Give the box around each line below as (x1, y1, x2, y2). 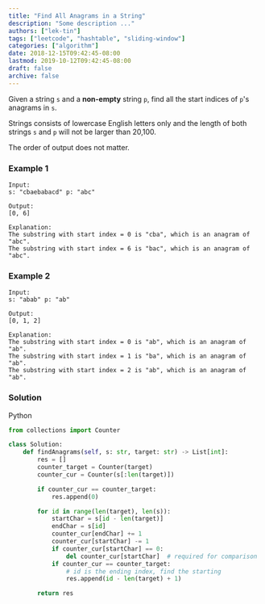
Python (8, 410, 32, 420)
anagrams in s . (8, 103, 58, 112)
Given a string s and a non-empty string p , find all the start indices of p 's (8, 94, 250, 103)
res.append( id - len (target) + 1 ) (65, 575, 182, 583)
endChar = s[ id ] (51, 522, 106, 531)
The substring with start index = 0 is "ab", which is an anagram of (8, 338, 247, 346)
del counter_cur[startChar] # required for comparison (65, 552, 258, 560)
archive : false (8, 72, 60, 80)
